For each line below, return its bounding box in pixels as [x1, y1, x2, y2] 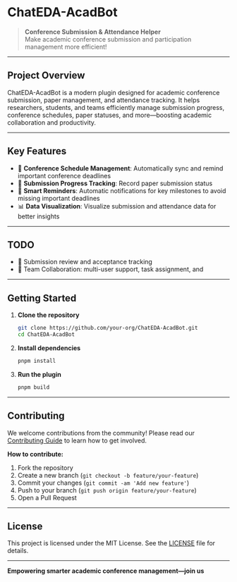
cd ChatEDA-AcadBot [17, 331, 75, 338]
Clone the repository [17, 311, 80, 319]
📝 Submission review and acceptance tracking [17, 258, 153, 266]
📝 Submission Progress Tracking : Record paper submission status [17, 179, 213, 187]
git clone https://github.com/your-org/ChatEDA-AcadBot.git [17, 325, 198, 332]
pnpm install [17, 357, 56, 364]
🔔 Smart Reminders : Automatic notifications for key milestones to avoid [17, 186, 226, 194]
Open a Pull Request [17, 493, 78, 502]
